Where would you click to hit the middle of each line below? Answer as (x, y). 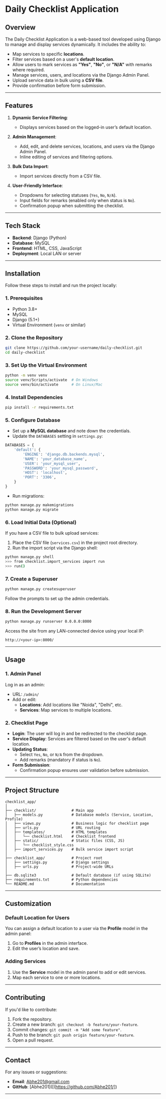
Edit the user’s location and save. (46, 949)
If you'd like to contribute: (31, 1010)
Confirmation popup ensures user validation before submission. (84, 770)
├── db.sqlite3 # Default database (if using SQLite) (78, 875)
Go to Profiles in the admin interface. (50, 943)
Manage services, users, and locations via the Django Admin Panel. (81, 75)
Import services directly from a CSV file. (60, 176)
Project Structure (32, 790)
